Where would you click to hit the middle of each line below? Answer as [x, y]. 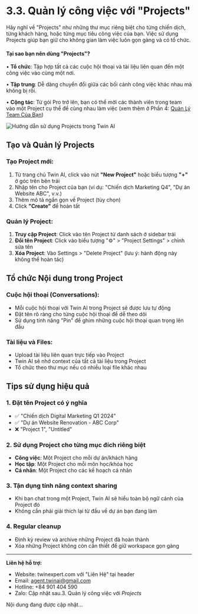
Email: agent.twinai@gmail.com [53, 580]
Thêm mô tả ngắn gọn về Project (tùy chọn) [67, 200]
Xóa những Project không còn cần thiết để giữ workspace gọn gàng [97, 545]
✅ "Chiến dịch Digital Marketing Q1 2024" [65, 416]
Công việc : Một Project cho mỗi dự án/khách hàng [76, 458]
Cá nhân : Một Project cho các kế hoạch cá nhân [73, 470]
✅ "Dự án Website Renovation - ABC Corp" [67, 422]
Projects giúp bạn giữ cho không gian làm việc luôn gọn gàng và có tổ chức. [98, 40]
